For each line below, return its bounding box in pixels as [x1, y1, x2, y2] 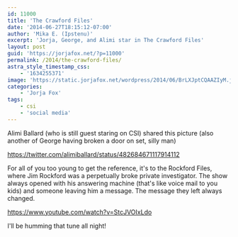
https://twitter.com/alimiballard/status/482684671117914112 [7, 150, 181, 158]
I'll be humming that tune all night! [7, 221, 106, 230]
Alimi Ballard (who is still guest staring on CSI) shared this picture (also [7, 128, 214, 137]
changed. [7, 194, 35, 202]
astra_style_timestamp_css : [7, 63, 91, 70]
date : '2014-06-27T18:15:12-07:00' [7, 23, 113, 31]
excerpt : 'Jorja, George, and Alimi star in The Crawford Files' [7, 37, 204, 44]
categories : [7, 83, 42, 90]
